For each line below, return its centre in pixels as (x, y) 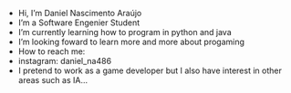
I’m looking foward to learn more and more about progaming (131, 42)
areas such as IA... (53, 80)
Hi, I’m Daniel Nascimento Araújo (80, 13)
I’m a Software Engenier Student (79, 23)
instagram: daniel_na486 (65, 61)
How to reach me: (52, 51)
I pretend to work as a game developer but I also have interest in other (150, 70)
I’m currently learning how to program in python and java (125, 32)
